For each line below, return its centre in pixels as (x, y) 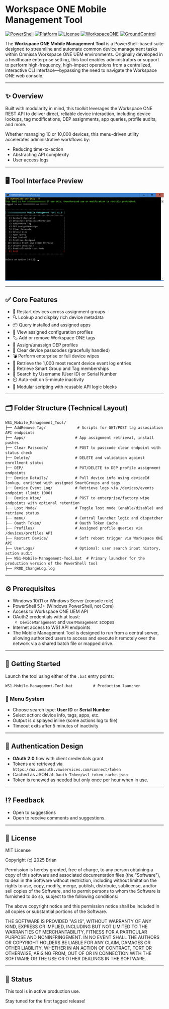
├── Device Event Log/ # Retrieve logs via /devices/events (80, 488)
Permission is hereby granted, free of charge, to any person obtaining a (79, 870)
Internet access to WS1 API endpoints (51, 627)
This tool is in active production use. (43, 991)
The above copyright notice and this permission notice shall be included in (82, 906)
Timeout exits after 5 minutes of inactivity (56, 726)
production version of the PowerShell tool (52, 564)
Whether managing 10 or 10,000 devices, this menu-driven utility (72, 134)
